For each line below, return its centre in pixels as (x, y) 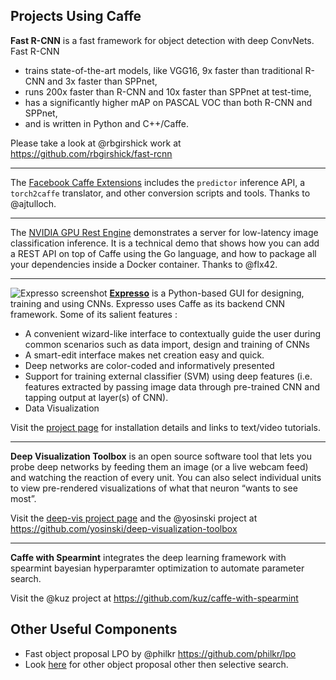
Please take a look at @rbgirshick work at (96, 143)
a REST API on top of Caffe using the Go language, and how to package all (163, 253)
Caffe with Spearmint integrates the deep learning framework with (148, 557)
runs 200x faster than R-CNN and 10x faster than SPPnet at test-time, (168, 91)
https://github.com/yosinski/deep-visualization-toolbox (124, 528)
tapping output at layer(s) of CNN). (96, 397)
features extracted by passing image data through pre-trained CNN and (172, 386)
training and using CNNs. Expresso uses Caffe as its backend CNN (147, 303)
